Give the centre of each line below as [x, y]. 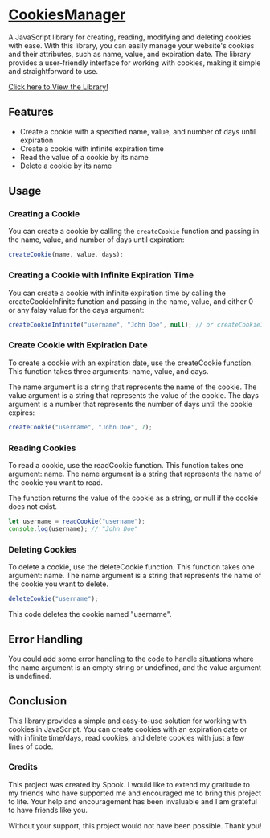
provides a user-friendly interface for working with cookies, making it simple [135, 63]
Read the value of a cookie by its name [84, 157]
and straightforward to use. [53, 71]
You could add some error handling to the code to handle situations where [131, 659]
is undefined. [30, 676]
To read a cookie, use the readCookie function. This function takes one [126, 465]
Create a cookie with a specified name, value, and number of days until [137, 131]
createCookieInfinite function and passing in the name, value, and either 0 [131, 301]
